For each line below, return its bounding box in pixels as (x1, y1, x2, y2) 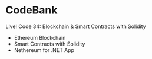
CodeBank (5, 4, 58, 17)
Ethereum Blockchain (14, 34, 66, 41)
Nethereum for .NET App (14, 46, 75, 53)
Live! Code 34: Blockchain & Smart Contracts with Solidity (5, 23, 146, 30)
